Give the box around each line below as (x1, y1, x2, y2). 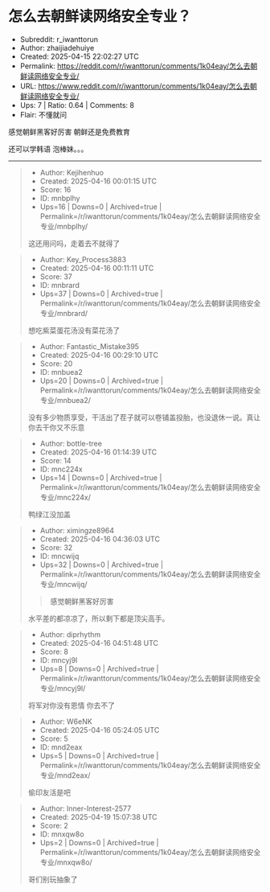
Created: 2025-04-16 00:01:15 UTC (39, 176, 157, 186)
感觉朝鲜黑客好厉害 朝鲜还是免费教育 (8, 126, 130, 137)
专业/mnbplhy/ (39, 221, 88, 231)
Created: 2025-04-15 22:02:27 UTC (19, 51, 139, 61)
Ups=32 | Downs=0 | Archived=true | (39, 560, 163, 569)
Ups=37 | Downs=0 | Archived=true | (39, 289, 163, 298)
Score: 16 (39, 184, 72, 194)
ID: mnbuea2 (39, 367, 83, 376)
